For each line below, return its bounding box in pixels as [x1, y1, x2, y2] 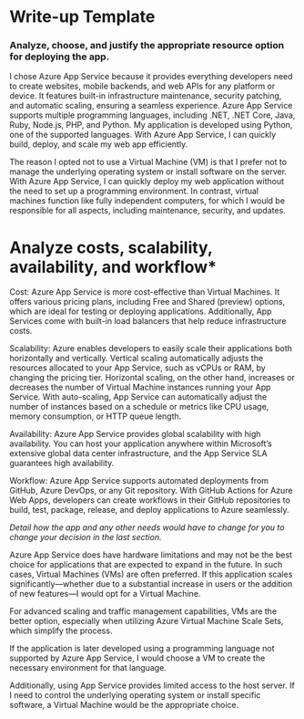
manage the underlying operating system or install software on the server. [9, 166, 288, 177]
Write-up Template [9, 6, 156, 27]
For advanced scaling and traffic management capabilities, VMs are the [9, 606, 278, 617]
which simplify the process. [9, 625, 113, 636]
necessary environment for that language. [9, 662, 167, 673]
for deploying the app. [9, 50, 110, 63]
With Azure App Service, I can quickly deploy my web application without [9, 176, 285, 187]
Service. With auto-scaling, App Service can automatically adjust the [9, 391, 268, 402]
